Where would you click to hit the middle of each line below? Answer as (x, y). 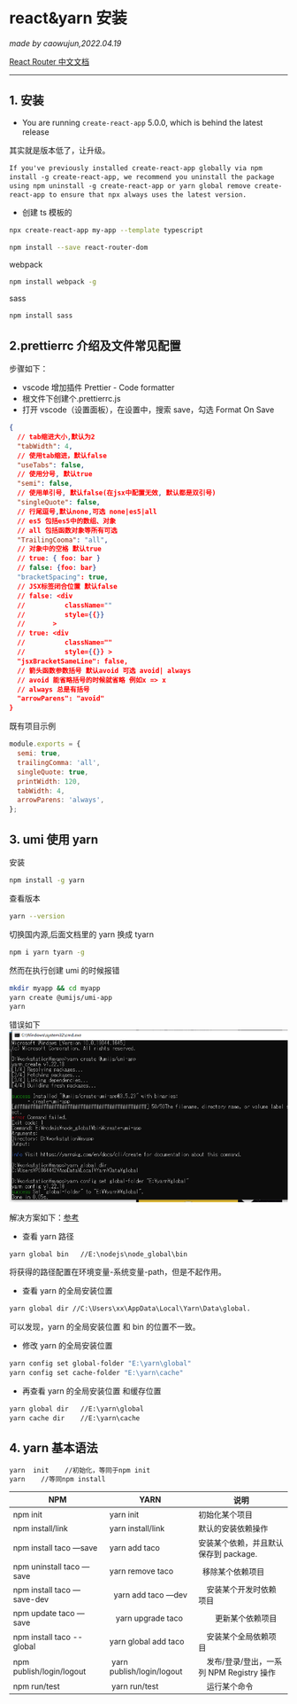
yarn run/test (135, 1686)
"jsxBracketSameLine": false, (72, 661)
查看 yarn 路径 (48, 1236)
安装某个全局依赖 (238, 1636)
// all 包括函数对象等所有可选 (67, 530)
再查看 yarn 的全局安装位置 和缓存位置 (91, 1391)
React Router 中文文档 (49, 61)
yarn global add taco (147, 1642)
